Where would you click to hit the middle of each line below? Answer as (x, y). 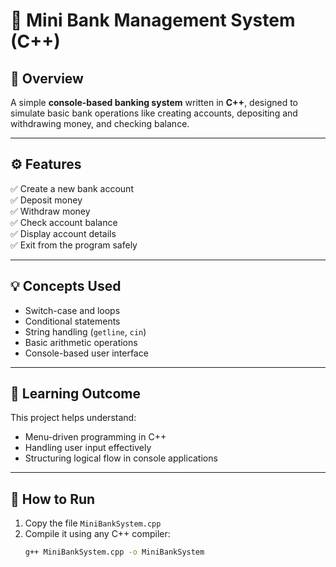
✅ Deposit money (46, 200)
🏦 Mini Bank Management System (153, 20)
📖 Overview (47, 78)
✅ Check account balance (64, 222)
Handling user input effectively (88, 448)
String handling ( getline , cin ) (85, 331)
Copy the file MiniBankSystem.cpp (93, 523)
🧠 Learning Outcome (75, 394)
